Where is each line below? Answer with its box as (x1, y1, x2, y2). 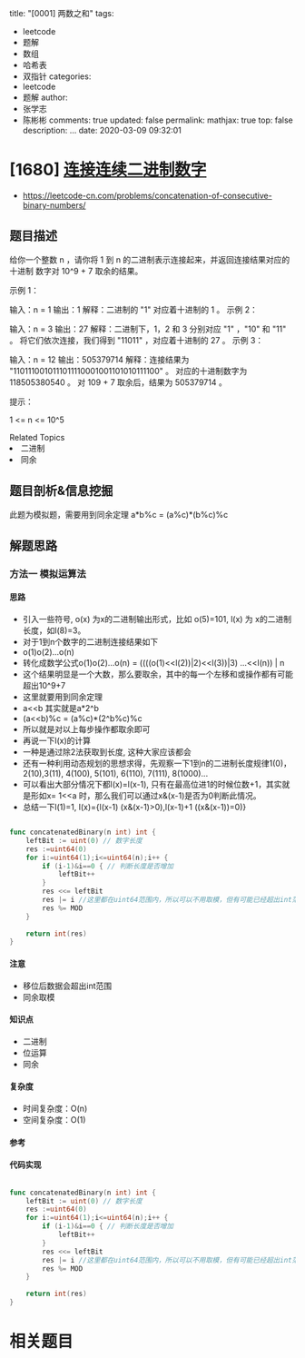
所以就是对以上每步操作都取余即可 (22, 724, 151, 735)
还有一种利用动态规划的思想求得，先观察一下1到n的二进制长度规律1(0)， (22, 758, 292, 769)
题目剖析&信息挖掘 (9, 483, 113, 499)
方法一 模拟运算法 (9, 567, 86, 580)
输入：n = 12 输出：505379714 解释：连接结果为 (9, 353, 190, 365)
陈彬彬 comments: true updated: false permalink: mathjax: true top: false (22, 114, 293, 125)
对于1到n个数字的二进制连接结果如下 (22, 637, 159, 648)
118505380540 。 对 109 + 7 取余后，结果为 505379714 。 (9, 376, 227, 388)
